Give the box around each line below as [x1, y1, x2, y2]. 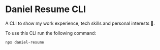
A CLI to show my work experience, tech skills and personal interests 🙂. [5, 20, 155, 26]
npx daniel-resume [5, 39, 44, 45]
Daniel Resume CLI [5, 4, 86, 15]
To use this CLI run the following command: [5, 30, 97, 36]
